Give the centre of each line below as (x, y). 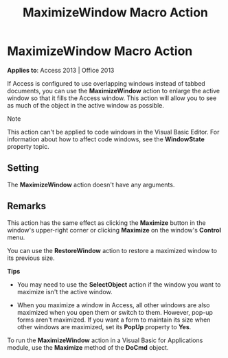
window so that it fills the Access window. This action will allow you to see (112, 98)
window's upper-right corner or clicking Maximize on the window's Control (114, 230)
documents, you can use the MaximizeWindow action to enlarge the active (114, 91)
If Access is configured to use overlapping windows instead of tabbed (106, 83)
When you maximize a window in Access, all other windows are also (113, 305)
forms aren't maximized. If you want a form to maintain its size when (114, 320)
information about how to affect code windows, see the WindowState (106, 139)
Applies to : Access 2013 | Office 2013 (61, 70)
